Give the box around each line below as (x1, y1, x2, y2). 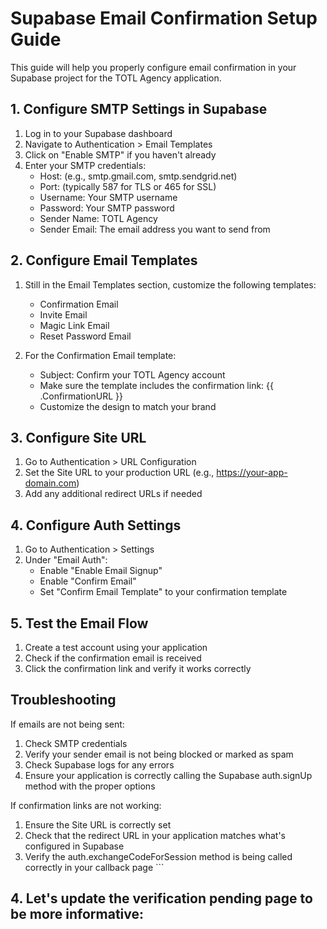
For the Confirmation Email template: (24, 349, 177, 361)
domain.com (24, 477, 77, 489)
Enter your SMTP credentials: (24, 159, 147, 171)
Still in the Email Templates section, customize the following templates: (24, 278, 317, 291)
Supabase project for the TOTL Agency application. (10, 72, 222, 84)
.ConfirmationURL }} (39, 390, 123, 402)
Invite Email (39, 308, 88, 321)
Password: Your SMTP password (39, 202, 175, 214)
